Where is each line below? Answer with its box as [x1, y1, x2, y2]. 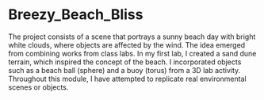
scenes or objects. [8, 82, 69, 92]
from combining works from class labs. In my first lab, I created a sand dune [8, 48, 257, 58]
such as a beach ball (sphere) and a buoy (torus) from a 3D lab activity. [8, 65, 241, 75]
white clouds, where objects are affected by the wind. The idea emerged [8, 40, 246, 49]
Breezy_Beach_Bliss [8, 6, 143, 24]
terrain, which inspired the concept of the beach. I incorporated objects [8, 57, 242, 67]
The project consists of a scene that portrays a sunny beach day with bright [8, 32, 256, 41]
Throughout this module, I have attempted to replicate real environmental [8, 74, 247, 83]
